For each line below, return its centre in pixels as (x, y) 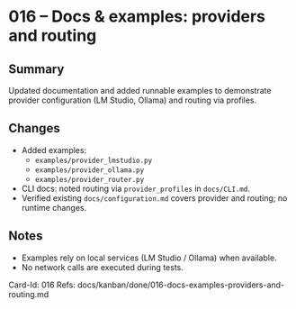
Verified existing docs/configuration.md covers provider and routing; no (154, 198)
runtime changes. (54, 207)
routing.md (29, 294)
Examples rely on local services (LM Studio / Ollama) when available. (149, 258)
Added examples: (54, 150)
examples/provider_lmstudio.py (94, 160)
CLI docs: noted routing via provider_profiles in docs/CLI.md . (136, 188)
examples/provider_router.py (90, 179)
